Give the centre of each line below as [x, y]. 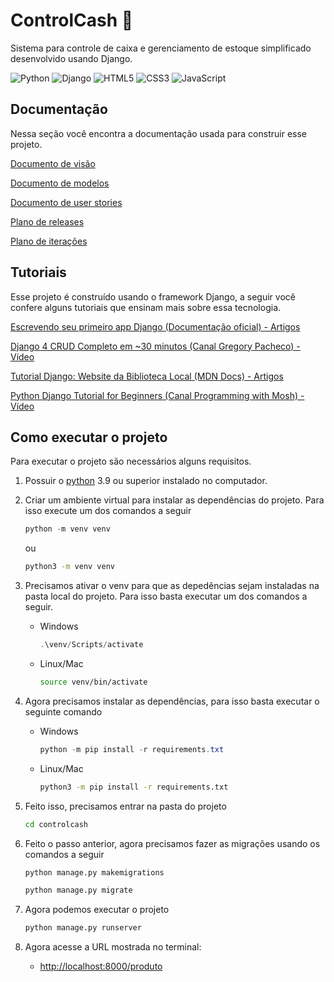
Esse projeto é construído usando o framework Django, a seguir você [153, 296]
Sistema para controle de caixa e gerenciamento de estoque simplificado [161, 48]
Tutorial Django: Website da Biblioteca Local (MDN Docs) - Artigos [147, 376]
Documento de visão [53, 163]
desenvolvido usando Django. [71, 58]
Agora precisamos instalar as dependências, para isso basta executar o [172, 701]
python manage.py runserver [83, 928]
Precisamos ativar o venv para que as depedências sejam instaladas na [172, 586]
